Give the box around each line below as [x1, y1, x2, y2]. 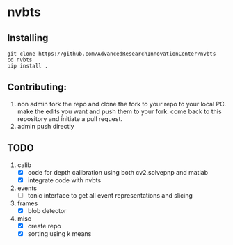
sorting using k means [27, 229, 92, 237]
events [17, 184, 37, 192]
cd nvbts [7, 56, 33, 63]
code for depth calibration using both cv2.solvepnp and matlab [27, 168, 209, 176]
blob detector [27, 206, 67, 214]
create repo [27, 221, 61, 230]
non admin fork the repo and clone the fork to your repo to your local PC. [17, 100, 227, 108]
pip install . [7, 63, 49, 70]
